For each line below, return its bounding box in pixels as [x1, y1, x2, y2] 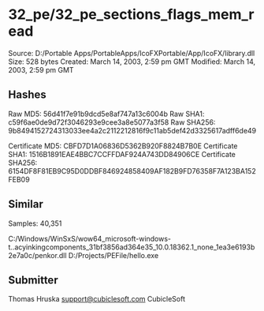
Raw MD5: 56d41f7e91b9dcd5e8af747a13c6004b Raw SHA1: [8, 109, 205, 118]
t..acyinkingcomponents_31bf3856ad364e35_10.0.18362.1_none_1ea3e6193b [8, 242, 255, 252]
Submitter [8, 273, 58, 287]
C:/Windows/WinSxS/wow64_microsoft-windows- [8, 234, 172, 243]
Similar [8, 197, 43, 211]
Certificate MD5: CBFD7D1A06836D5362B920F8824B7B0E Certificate [8, 141, 238, 151]
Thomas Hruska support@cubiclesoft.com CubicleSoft [8, 294, 185, 304]
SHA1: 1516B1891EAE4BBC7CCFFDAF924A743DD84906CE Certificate [8, 149, 236, 159]
